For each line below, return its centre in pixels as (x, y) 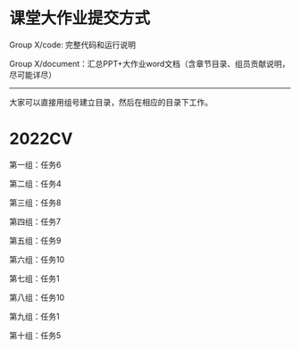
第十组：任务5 (35, 335)
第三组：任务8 (35, 203)
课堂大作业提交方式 (80, 18)
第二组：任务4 (36, 183)
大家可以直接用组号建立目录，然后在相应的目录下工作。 (111, 102)
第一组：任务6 (35, 164)
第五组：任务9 (35, 240)
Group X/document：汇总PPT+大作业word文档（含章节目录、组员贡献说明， (150, 63)
